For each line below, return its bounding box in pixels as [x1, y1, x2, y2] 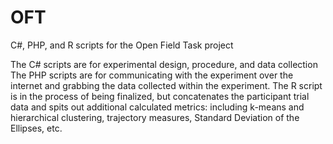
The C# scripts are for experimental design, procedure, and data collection [10, 58, 318, 70]
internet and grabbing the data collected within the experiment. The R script [10, 79, 323, 91]
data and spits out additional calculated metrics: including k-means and [10, 101, 305, 113]
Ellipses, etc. [10, 122, 63, 134]
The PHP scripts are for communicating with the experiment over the [10, 69, 294, 81]
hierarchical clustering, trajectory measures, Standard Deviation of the [10, 111, 300, 123]
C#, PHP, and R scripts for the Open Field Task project [10, 39, 234, 51]
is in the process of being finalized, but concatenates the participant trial [10, 90, 310, 102]
